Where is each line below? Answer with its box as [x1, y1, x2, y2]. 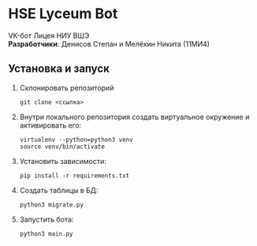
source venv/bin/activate [19, 143, 105, 151]
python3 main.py [19, 229, 73, 237]
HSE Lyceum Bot [8, 5, 118, 23]
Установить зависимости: [19, 156, 106, 166]
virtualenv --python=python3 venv [19, 136, 133, 143]
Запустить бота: [19, 214, 74, 224]
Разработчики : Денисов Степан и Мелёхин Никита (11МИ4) [8, 39, 210, 48]
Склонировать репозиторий [19, 83, 114, 92]
